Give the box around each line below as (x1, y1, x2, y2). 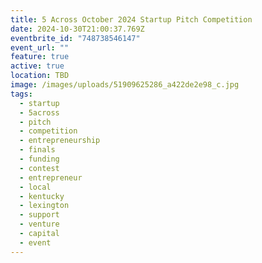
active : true (10, 61, 65, 71)
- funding (19, 154, 60, 164)
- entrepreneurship (19, 136, 101, 146)
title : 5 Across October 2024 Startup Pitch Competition (10, 14, 253, 25)
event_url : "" (10, 42, 70, 53)
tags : (10, 89, 33, 99)
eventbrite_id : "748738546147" (10, 33, 141, 43)
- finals (19, 145, 56, 155)
